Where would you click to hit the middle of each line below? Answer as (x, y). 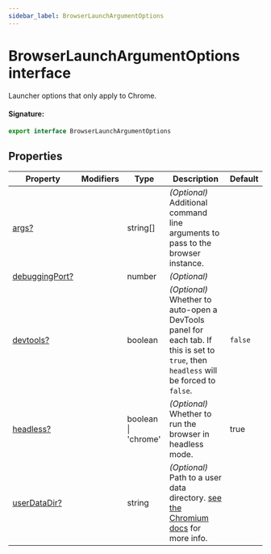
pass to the (190, 243)
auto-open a (193, 310)
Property (43, 179)
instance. (186, 264)
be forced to (192, 381)
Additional (188, 203)
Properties (35, 156)
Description (196, 179)
